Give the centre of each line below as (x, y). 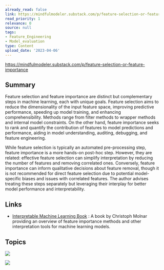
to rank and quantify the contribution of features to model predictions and (79, 128)
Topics (16, 242)
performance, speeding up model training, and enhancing (63, 112)
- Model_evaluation (25, 42)
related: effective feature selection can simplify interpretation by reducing (79, 158)
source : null (18, 28)
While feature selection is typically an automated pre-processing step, (76, 147)
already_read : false (26, 10)
